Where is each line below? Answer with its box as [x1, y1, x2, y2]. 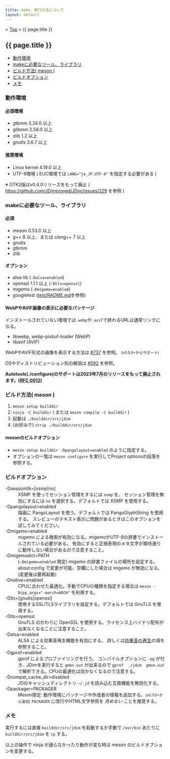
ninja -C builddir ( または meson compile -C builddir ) [12, 409, 130, 415]
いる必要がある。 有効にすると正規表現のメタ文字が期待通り [35, 540, 161, 546]
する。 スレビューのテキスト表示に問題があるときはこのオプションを [18, 516, 161, 522]
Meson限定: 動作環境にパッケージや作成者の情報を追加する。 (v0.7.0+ [18, 691, 159, 697]
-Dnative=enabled [5, 577, 43, 583]
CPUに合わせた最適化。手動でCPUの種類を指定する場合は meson [18, 583, 151, 589]
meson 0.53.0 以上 [12, 227, 52, 233]
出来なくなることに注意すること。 [18, 625, 89, 631]
